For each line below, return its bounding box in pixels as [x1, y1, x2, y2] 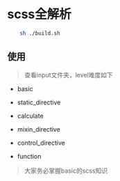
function [17, 152, 42, 160]
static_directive [17, 98, 61, 107]
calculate [17, 111, 44, 120]
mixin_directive [17, 125, 61, 133]
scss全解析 [7, 6, 71, 22]
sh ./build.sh [19, 29, 60, 37]
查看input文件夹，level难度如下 [24, 70, 113, 79]
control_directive [17, 139, 66, 147]
